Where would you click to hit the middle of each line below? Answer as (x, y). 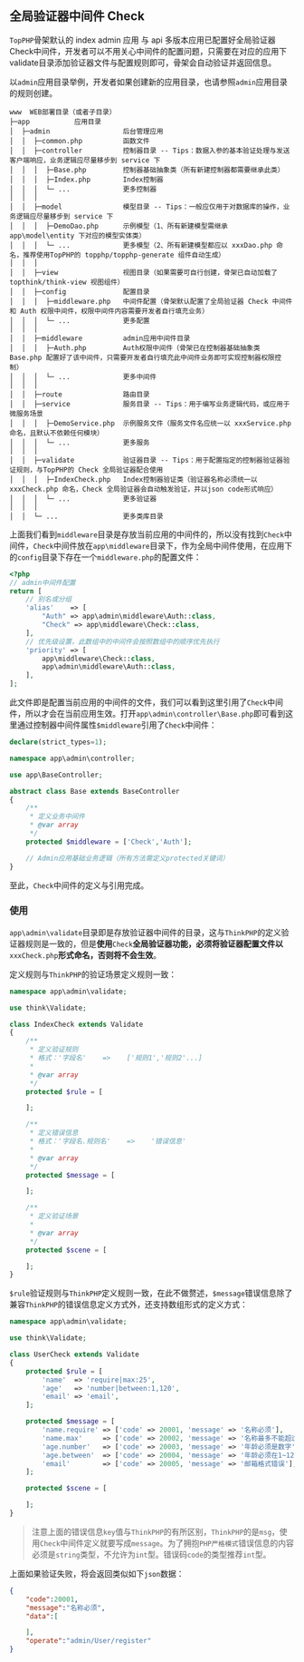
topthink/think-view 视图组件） (67, 282)
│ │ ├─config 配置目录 (80, 292)
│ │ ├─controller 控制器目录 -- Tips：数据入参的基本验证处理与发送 (150, 151)
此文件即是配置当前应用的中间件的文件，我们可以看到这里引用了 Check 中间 (146, 702)
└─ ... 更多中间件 (101, 376)
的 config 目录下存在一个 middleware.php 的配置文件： (105, 557)
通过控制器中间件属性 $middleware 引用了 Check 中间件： (117, 725)
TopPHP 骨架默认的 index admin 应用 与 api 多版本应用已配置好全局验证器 (142, 40)
